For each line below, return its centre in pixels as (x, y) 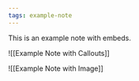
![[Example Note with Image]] (56, 68)
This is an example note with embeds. (70, 38)
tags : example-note (40, 15)
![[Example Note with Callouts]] (59, 53)
